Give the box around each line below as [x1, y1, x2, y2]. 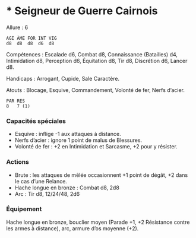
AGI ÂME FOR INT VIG [6, 35, 58, 41]
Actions [6, 158, 30, 166]
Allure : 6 [6, 24, 29, 31]
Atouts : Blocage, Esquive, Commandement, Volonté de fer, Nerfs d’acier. [6, 86, 185, 93]
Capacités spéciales [6, 117, 67, 125]
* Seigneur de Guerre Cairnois [6, 4, 158, 18]
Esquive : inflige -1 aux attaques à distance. [14, 131, 122, 138]
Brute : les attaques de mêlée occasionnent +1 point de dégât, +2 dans [14, 171, 188, 179]
